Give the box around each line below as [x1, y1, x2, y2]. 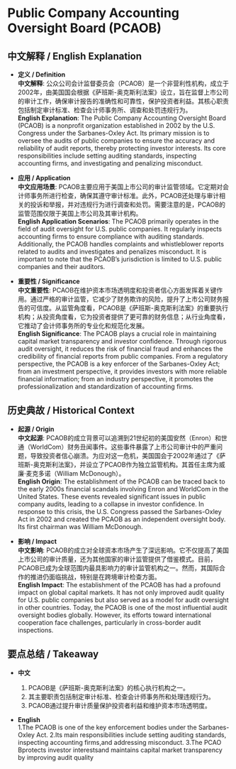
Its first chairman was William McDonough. [17, 522, 143, 530]
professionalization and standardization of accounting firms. [17, 382, 193, 391]
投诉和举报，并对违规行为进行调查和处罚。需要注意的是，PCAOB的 [30, 200, 225, 209]
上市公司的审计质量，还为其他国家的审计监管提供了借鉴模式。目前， [17, 555, 217, 563]
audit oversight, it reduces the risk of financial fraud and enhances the [17, 344, 223, 353]
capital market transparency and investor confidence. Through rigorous [17, 337, 227, 345]
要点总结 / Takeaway [7, 648, 99, 660]
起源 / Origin [17, 425, 55, 433]
